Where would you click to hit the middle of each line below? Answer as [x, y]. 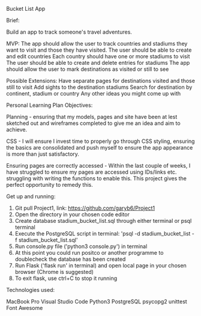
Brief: [13, 20]
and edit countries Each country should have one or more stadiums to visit [98, 56]
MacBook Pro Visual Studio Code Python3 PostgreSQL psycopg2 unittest [97, 302]
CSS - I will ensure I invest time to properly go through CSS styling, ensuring [100, 141]
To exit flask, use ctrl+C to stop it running [66, 278]
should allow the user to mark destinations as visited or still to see [88, 69]
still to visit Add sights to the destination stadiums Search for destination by [99, 87]
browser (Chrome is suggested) [54, 272]
